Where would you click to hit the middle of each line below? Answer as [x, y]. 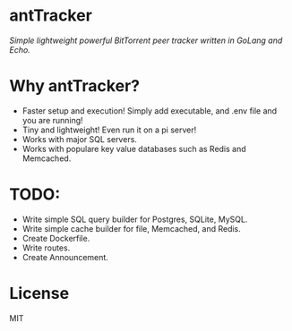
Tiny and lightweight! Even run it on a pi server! [109, 130]
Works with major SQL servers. [79, 139]
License [39, 293]
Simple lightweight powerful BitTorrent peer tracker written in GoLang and [146, 40]
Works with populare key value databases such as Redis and [134, 149]
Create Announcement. [65, 257]
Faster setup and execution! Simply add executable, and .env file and [150, 110]
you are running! [52, 120]
